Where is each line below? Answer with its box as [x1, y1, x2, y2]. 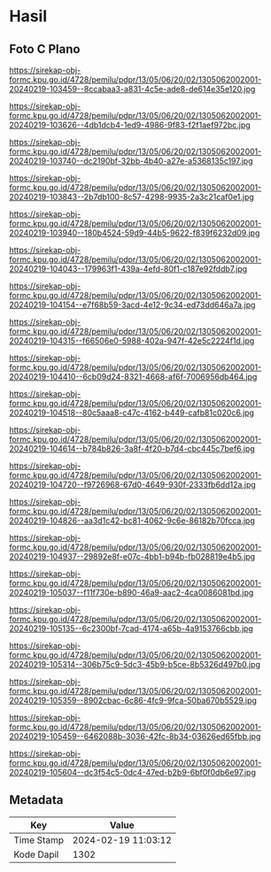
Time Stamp [13, 834, 65, 846]
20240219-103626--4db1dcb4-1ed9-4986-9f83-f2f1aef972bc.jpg [9, 120, 251, 130]
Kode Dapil [13, 848, 59, 860]
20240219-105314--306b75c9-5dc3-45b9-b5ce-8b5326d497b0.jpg [9, 660, 261, 669]
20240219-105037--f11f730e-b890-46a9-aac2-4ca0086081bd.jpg [9, 587, 254, 598]
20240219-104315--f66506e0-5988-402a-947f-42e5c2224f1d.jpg [9, 336, 255, 346]
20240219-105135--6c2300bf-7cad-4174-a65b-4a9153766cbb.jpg [9, 623, 254, 634]
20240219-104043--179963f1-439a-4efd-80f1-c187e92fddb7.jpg [9, 264, 248, 274]
